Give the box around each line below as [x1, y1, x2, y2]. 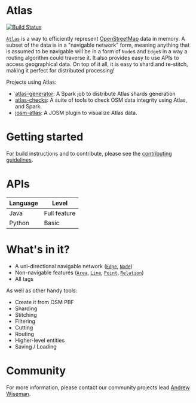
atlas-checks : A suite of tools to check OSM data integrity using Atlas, [14, 96, 188, 104]
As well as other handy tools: [6, 287, 78, 294]
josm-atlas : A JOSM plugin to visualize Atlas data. [14, 109, 137, 116]
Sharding [14, 305, 38, 312]
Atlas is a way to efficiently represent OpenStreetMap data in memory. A [6, 35, 185, 42]
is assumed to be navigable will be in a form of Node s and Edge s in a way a [6, 47, 188, 54]
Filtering [14, 317, 36, 325]
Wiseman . [6, 390, 31, 397]
